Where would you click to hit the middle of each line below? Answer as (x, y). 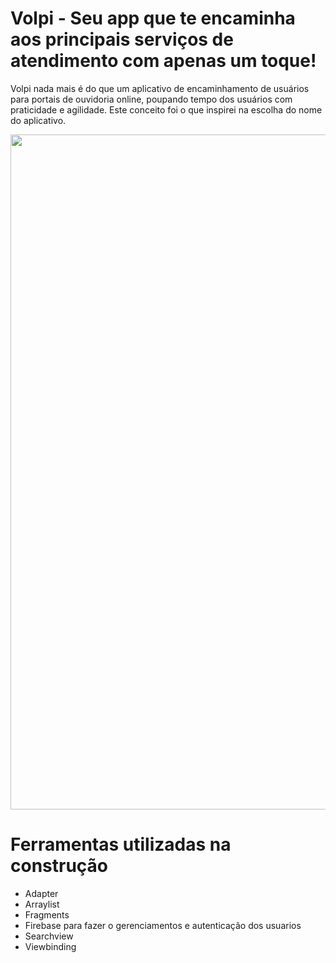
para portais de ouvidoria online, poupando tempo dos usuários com (151, 99)
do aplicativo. (38, 120)
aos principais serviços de (122, 39)
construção (59, 866)
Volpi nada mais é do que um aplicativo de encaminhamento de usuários (160, 88)
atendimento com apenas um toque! (163, 61)
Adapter (41, 893)
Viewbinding (50, 946)
